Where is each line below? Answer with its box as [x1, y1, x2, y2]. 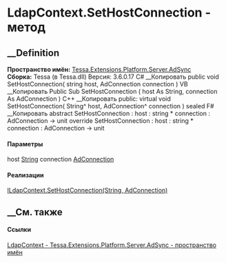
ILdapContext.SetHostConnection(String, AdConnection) [7, 186, 168, 195]
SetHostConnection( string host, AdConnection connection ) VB [7, 80, 188, 88]
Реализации [7, 171, 44, 179]
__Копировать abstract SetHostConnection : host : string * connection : [7, 109, 210, 117]
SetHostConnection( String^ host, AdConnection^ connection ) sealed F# [7, 102, 215, 110]
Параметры [7, 139, 43, 148]
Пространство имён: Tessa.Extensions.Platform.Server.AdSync [7, 66, 192, 73]
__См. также [7, 206, 63, 218]
